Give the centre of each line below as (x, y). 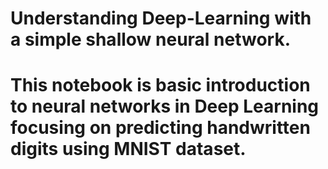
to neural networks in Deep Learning (165, 106)
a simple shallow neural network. (151, 39)
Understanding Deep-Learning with (161, 18)
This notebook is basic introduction (160, 85)
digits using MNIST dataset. (128, 149)
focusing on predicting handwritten (160, 128)
